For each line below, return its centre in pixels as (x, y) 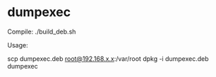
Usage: (18, 45)
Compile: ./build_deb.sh (42, 31)
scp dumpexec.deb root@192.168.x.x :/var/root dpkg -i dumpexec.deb (108, 58)
